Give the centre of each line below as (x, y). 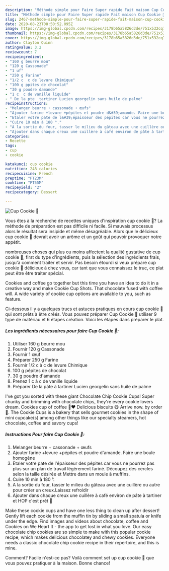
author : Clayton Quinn (29, 43)
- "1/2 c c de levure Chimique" (40, 80)
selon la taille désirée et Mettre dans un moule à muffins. (71, 474)
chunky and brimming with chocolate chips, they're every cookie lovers (79, 401)
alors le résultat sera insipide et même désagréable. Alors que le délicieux (82, 231)
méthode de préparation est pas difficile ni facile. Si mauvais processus (79, 226)
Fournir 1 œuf (26, 354)
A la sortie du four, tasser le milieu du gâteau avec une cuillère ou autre (86, 484)
